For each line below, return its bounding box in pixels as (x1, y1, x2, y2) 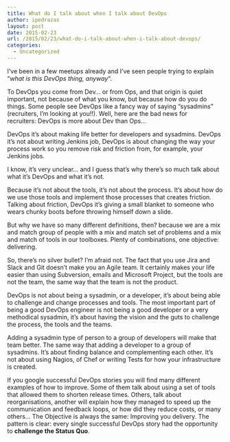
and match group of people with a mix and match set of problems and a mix (7, 228, 222, 236)
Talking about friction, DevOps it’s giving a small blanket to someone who (7, 200, 214, 208)
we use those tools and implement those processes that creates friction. (7, 193, 211, 201)
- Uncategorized (13, 49, 60, 56)
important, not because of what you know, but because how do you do (7, 95, 207, 103)
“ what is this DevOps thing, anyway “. (7, 74, 112, 82)
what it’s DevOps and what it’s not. (7, 172, 105, 180)
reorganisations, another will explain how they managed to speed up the (7, 397, 211, 406)
